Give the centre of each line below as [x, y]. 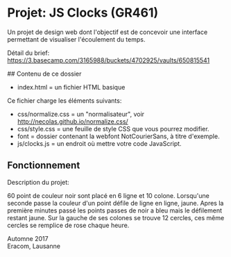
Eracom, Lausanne [34, 246]
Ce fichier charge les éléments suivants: [65, 100]
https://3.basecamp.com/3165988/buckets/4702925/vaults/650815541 [109, 60]
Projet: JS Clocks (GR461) [83, 13]
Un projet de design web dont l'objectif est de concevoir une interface [108, 32]
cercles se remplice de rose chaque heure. [68, 225]
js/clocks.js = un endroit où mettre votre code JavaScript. [99, 143]
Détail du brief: [28, 53]
